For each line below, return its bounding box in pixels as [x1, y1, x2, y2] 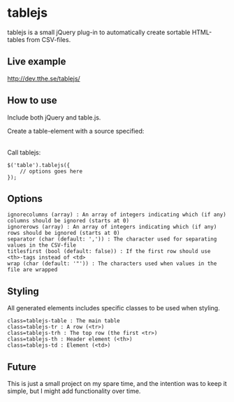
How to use [7, 94, 57, 106]
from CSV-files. [26, 35, 71, 43]
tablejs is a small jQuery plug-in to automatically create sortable [7, 28, 191, 36]
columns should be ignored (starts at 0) [7, 217, 130, 224]
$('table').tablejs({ [7, 161, 71, 168]
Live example [7, 56, 66, 68]
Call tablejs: [7, 148, 41, 157]
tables [7, 35, 26, 43]
